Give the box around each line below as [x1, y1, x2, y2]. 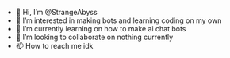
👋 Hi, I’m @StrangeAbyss [15, 8, 98, 16]
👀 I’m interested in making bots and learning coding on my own [15, 16, 222, 25]
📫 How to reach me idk [15, 42, 94, 50]
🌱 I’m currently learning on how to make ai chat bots [15, 24, 186, 33]
